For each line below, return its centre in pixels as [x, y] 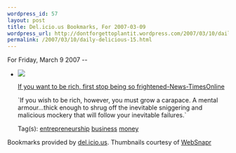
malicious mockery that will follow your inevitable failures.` [102, 115]
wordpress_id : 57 [33, 14]
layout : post [26, 20]
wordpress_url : [29, 33]
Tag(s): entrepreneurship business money [78, 129]
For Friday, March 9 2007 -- [47, 60]
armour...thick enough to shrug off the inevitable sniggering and [110, 108]
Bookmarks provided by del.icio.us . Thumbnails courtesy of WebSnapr [110, 142]
